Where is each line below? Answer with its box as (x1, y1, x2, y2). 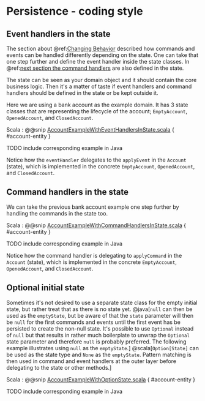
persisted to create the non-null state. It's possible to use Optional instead (6, 324, 194, 332)
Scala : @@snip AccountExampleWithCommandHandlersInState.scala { (6, 222, 187, 229)
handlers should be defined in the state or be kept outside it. (6, 89, 158, 96)
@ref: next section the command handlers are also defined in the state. (6, 64, 184, 72)
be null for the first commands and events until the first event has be (6, 318, 181, 326)
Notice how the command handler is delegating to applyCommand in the (6, 252, 182, 259)
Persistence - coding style (6, 4, 143, 18)
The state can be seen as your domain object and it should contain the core (6, 77, 197, 83)
